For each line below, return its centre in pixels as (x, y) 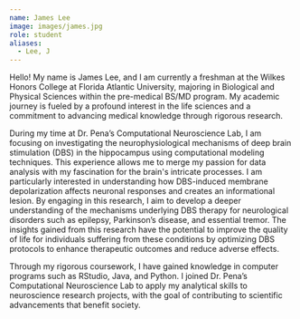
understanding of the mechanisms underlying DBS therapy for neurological (149, 210)
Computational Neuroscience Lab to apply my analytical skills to (129, 285)
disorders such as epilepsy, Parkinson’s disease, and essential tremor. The (148, 220)
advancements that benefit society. (75, 305)
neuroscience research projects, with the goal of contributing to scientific (146, 295)
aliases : (26, 43)
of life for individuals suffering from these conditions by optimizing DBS (142, 239)
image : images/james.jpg (56, 26)
